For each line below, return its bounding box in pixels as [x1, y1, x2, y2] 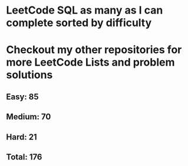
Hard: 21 [6, 132, 37, 142]
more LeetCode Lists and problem [6, 56, 175, 69]
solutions [6, 69, 53, 82]
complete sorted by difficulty [6, 16, 152, 30]
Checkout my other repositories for [6, 43, 182, 57]
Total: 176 [6, 152, 42, 162]
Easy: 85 [6, 92, 39, 102]
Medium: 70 [6, 112, 51, 122]
